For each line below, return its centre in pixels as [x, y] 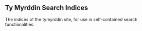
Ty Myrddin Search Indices [47, 8]
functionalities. [20, 24]
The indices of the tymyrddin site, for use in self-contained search [71, 19]
